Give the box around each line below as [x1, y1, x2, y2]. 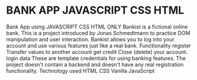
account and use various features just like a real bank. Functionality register [6, 42, 191, 49]
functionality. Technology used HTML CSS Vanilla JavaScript [6, 67, 155, 74]
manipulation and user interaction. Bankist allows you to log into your [6, 36, 175, 43]
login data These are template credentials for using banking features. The [6, 55, 186, 62]
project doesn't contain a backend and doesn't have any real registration [6, 60, 184, 68]
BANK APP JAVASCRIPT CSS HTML [6, 4, 185, 17]
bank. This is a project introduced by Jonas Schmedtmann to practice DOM [6, 29, 190, 36]
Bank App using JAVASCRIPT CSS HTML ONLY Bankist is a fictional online [6, 23, 188, 30]
